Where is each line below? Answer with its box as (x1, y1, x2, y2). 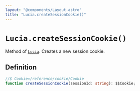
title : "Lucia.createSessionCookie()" (5, 12, 86, 17)
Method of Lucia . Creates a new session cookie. (5, 48, 105, 54)
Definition (5, 63, 37, 71)
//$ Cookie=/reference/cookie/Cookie (5, 76, 84, 81)
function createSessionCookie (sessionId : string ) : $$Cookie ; (5, 81, 136, 86)
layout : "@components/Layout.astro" (5, 7, 82, 13)
